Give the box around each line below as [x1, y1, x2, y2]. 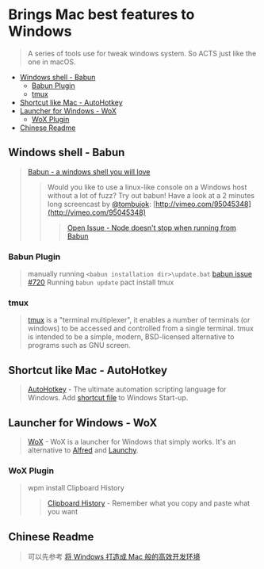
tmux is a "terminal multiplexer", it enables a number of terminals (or [27, 315, 251, 325]
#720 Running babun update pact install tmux [27, 277, 174, 287]
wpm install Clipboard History [27, 483, 124, 493]
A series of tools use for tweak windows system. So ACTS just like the [27, 48, 257, 58]
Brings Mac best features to [8, 6, 195, 24]
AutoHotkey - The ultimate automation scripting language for [27, 384, 227, 394]
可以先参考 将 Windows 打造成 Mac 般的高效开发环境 [27, 552, 201, 562]
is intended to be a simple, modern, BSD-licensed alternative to [27, 332, 235, 342]
